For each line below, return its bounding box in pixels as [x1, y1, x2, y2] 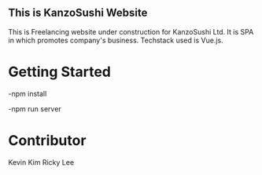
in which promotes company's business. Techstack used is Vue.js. [8, 35, 223, 45]
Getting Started [8, 63, 112, 81]
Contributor [8, 131, 87, 149]
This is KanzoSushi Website [8, 6, 148, 20]
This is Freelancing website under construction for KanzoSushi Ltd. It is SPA [8, 27, 254, 36]
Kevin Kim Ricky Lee [8, 157, 75, 167]
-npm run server [8, 104, 61, 113]
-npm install [8, 89, 47, 98]
